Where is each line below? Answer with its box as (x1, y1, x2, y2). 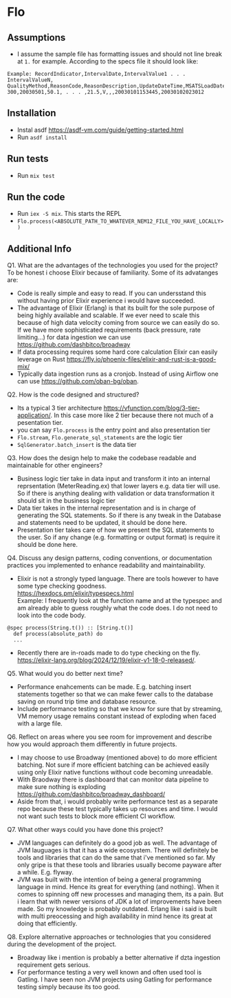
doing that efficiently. (16, 919, 78, 928)
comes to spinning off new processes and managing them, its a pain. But (16, 890, 224, 899)
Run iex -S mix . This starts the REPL (16, 210, 122, 218)
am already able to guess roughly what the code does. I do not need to (16, 604, 218, 612)
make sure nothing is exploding (16, 783, 107, 791)
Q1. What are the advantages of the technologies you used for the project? (7, 261, 219, 270)
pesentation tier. (16, 419, 63, 427)
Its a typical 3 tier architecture (16, 404, 102, 412)
